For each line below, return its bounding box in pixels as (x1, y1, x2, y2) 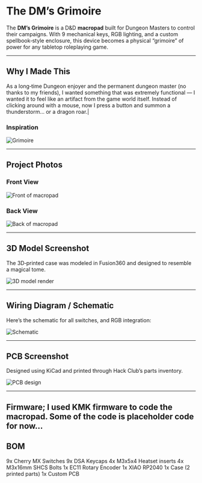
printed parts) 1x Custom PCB (6, 470, 80, 477)
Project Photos (6, 160, 63, 170)
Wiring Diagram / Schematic (6, 301, 114, 311)
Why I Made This (6, 66, 71, 76)
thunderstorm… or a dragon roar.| (6, 108, 90, 115)
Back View (6, 207, 38, 215)
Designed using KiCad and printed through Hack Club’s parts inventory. (6, 367, 183, 375)
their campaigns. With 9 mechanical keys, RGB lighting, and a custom (6, 30, 179, 37)
